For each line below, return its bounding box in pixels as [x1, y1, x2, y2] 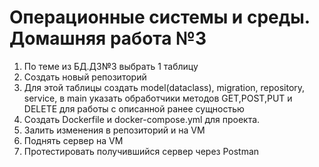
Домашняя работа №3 [9, 27, 207, 50]
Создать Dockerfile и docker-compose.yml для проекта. [23, 113, 261, 125]
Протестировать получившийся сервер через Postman [23, 145, 260, 157]
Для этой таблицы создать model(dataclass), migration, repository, [23, 81, 306, 93]
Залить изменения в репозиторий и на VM [23, 124, 206, 136]
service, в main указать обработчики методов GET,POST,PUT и [23, 92, 293, 104]
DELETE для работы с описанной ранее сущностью [23, 102, 245, 115]
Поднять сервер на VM [23, 134, 124, 146]
